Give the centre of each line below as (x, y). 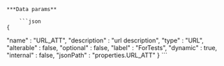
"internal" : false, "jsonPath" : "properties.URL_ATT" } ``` (87, 55)
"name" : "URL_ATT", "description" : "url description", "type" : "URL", (105, 40)
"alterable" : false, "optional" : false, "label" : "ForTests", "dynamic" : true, (112, 48)
